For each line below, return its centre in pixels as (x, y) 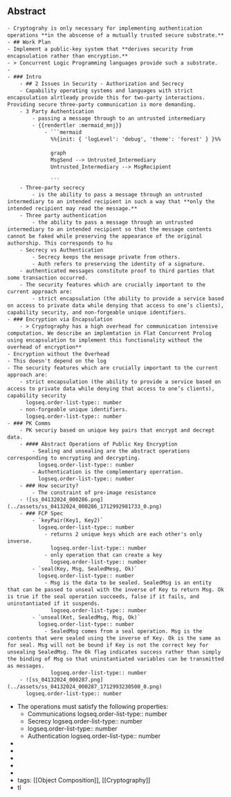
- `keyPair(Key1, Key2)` (68, 520)
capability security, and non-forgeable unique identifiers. (97, 312)
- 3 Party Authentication (57, 111)
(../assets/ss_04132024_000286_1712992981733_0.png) (85, 506)
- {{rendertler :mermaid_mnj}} (77, 125)
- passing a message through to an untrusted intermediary (119, 118)
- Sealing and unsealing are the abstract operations (111, 451)
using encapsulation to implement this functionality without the (105, 340)
